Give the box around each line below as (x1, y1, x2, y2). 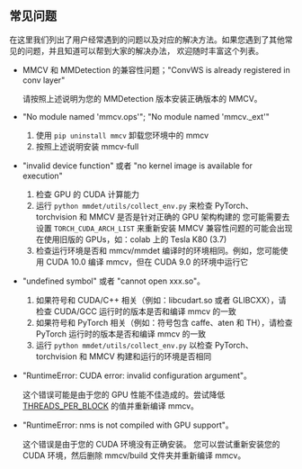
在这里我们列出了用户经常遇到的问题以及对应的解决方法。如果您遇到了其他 (9, 34, 285, 45)
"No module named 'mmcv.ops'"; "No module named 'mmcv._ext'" (22, 111, 270, 122)
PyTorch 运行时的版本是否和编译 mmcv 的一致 (35, 328, 207, 339)
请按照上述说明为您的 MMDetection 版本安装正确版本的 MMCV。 (22, 93, 262, 104)
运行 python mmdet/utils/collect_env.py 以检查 (35, 339, 213, 350)
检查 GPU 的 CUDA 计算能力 (35, 188, 140, 200)
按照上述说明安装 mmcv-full (35, 140, 139, 151)
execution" (22, 170, 63, 181)
